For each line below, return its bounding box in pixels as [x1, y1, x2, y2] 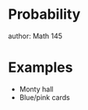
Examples [8, 59, 73, 76]
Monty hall [19, 84, 54, 94]
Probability [8, 5, 81, 23]
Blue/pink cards [19, 92, 70, 102]
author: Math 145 [8, 31, 62, 41]
